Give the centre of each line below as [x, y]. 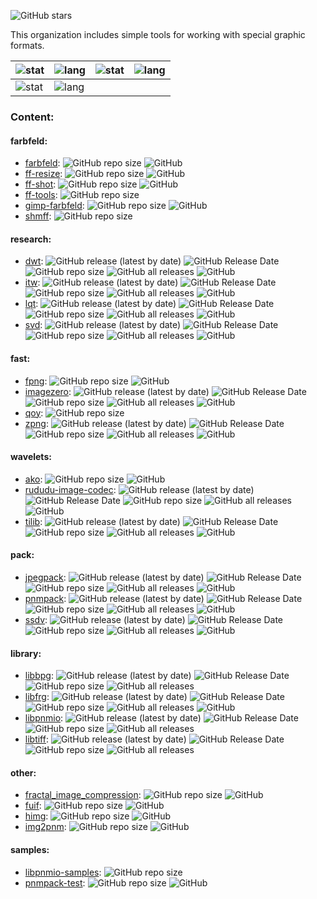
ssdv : [36, 619]
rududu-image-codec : [70, 489]
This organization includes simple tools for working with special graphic [158, 34]
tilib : [33, 521]
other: [23, 772]
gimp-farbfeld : [54, 206]
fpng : [36, 381]
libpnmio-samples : [63, 872]
